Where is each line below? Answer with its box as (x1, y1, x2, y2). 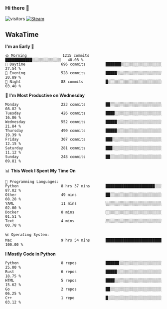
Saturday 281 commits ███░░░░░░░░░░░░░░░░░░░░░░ (5, 146, 162, 151)
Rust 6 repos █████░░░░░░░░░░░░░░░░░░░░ (5, 269, 162, 275)
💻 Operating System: (5, 232, 50, 237)
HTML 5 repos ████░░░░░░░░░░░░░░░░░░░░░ (5, 278, 162, 283)
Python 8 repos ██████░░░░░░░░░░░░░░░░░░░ (5, 261, 162, 266)
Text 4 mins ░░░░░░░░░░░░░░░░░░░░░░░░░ (5, 219, 162, 224)
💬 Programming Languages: (5, 179, 59, 184)
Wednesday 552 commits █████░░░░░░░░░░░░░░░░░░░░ (5, 120, 162, 125)
